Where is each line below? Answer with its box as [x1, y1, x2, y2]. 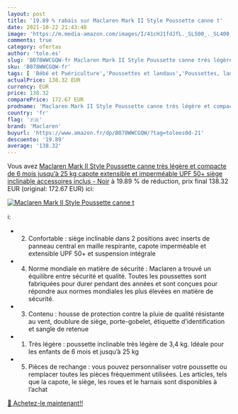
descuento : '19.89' [7, 136, 65, 143]
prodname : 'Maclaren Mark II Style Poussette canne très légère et [7, 103, 211, 110]
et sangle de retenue [28, 325, 89, 334]
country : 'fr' [7, 109, 50, 116]
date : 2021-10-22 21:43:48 [7, 23, 87, 31]
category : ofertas [7, 43, 62, 50]
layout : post [7, 10, 46, 18]
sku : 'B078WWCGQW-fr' [7, 63, 72, 70]
